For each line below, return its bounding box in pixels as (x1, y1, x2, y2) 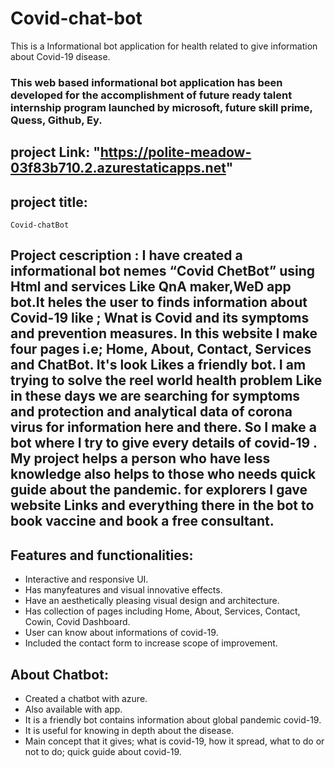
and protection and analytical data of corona (10, 403, 293, 421)
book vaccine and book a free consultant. (10, 513, 275, 530)
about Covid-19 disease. (10, 50, 111, 62)
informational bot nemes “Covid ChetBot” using (10, 263, 316, 280)
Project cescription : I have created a (10, 247, 243, 264)
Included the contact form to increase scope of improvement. (24, 637, 278, 649)
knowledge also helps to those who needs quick (10, 466, 317, 483)
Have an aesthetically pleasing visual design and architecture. (24, 595, 280, 607)
